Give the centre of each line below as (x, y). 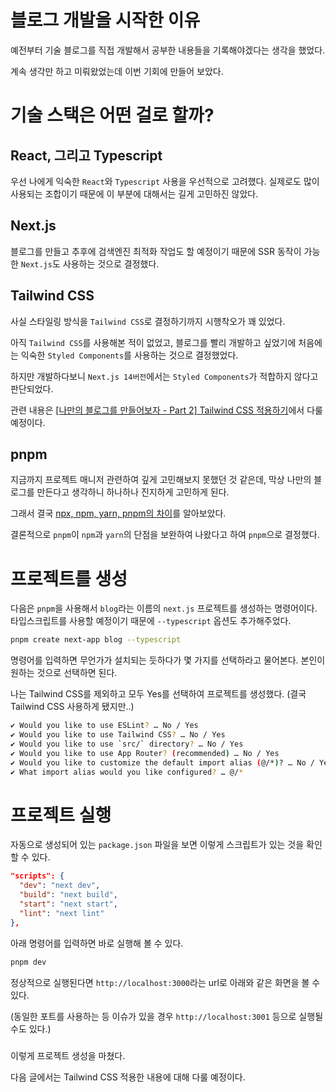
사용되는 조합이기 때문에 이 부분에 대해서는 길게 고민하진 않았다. (134, 193)
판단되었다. (32, 388)
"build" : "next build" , (68, 895)
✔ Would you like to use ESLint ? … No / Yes (104, 726)
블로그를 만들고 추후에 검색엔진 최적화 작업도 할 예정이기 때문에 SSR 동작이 (156, 251)
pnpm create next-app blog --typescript (96, 640)
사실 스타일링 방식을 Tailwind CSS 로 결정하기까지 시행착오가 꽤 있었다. (148, 321)
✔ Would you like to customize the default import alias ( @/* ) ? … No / (162, 762)
